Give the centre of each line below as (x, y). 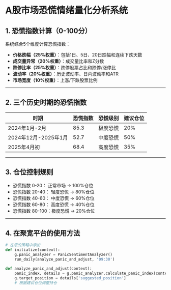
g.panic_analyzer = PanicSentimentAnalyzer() (64, 255)
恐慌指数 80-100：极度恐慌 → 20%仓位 (54, 211)
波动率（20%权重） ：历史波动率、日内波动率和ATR (65, 74)
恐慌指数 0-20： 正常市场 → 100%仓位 (53, 185)
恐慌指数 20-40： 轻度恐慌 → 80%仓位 (53, 192)
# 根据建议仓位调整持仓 (36, 283)
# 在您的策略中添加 (23, 245)
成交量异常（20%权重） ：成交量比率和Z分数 (58, 61)
